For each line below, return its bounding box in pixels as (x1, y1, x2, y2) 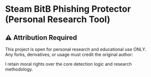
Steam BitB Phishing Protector (5, 3, 131, 15)
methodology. (5, 66, 33, 72)
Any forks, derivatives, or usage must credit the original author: (5, 51, 133, 57)
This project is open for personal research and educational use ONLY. (5, 47, 147, 52)
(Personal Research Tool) (5, 14, 111, 25)
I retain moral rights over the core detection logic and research (5, 61, 132, 67)
